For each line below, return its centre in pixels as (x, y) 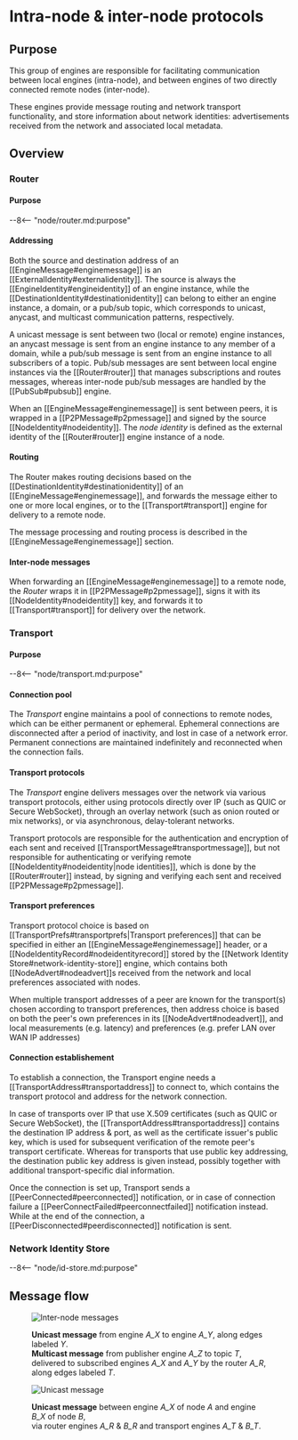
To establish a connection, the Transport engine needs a (113, 1078)
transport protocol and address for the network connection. (118, 1096)
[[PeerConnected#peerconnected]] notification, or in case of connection (142, 1197)
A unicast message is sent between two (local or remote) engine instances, (147, 334)
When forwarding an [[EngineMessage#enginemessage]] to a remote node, (148, 582)
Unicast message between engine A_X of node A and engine (144, 1407)
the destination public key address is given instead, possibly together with (145, 1161)
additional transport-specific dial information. (92, 1171)
